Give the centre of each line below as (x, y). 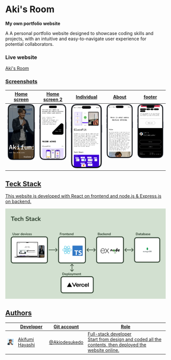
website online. (104, 350)
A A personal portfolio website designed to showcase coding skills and (79, 33)
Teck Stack (23, 184)
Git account (66, 327)
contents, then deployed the (117, 345)
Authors (19, 313)
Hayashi (26, 345)
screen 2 (53, 100)
